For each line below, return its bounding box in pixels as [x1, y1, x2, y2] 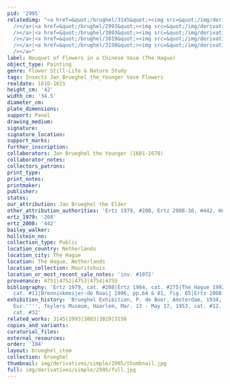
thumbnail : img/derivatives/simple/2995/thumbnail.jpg [7, 360, 167, 367]
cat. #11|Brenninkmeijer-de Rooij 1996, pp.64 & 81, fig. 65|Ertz [13, 290, 207, 297]
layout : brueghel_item [7, 347, 72, 355]
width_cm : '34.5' [7, 93, 57, 100]
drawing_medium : [7, 118, 53, 125]
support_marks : [7, 138, 51, 144]
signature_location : [7, 131, 66, 138]
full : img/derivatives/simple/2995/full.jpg [7, 366, 136, 373]
